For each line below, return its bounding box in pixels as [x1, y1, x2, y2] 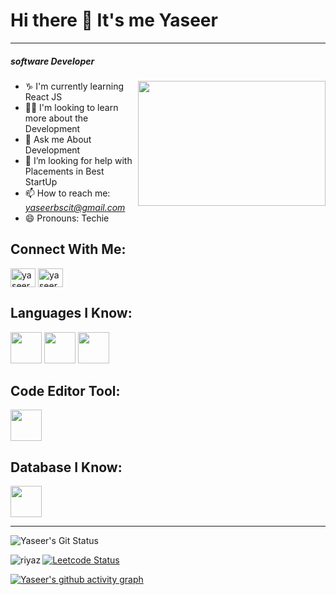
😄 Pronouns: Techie [24, 212, 110, 224]
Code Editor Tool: [10, 382, 121, 399]
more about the [24, 112, 89, 124]
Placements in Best [24, 165, 105, 177]
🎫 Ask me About [24, 133, 92, 145]
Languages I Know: [10, 305, 133, 322]
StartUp [24, 175, 58, 188]
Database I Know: [10, 459, 123, 476]
